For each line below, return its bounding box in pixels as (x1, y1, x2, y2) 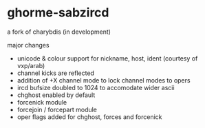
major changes (7, 41, 50, 49)
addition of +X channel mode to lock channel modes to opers (17, 76, 191, 84)
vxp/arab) (17, 61, 45, 70)
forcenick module (17, 98, 67, 106)
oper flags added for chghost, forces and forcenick (17, 112, 163, 121)
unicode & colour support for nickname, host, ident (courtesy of (17, 54, 198, 63)
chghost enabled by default (17, 91, 96, 99)
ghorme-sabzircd (7, 5, 109, 21)
